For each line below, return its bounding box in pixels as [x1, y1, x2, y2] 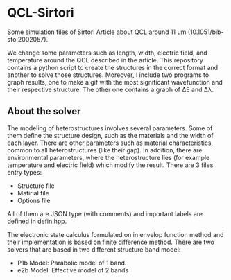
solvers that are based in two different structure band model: [7, 245, 181, 254]
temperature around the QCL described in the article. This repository [7, 55, 203, 64]
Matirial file [17, 189, 50, 197]
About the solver [7, 105, 81, 117]
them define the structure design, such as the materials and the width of [7, 131, 214, 139]
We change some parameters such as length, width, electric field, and [7, 49, 207, 57]
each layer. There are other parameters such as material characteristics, [7, 139, 214, 147]
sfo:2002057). [7, 35, 49, 43]
